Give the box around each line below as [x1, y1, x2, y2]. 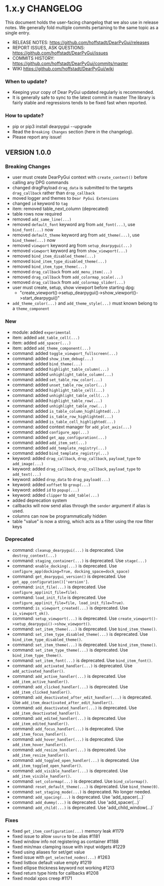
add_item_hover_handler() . [12, 741, 67, 747]
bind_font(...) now [12, 227, 53, 233]
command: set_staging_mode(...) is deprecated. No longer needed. [12, 789, 152, 795]
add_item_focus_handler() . [12, 731, 67, 737]
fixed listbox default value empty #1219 [12, 860, 92, 866]
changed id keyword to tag [12, 201, 68, 207]
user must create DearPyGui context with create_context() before [12, 174, 148, 180]
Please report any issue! [12, 134, 62, 140]
